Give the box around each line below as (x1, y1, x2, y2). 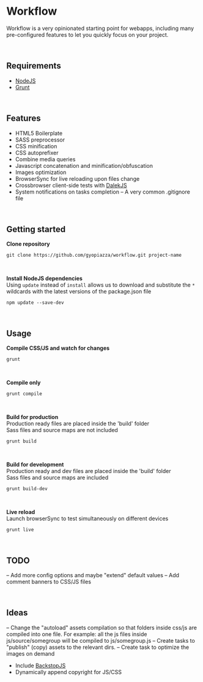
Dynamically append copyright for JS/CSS (15, 668, 122, 675)
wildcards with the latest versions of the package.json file (6, 288, 152, 295)
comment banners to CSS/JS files (6, 578, 92, 585)
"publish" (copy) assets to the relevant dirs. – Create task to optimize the (6, 643, 190, 651)
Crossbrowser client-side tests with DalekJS (15, 181, 127, 189)
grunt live (6, 527, 34, 533)
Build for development (6, 461, 64, 468)
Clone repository (6, 240, 50, 248)
